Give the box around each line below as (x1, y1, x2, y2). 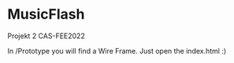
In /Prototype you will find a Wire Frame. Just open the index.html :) (7, 46, 227, 55)
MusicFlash (7, 5, 85, 23)
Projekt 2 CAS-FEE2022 (7, 31, 86, 40)
